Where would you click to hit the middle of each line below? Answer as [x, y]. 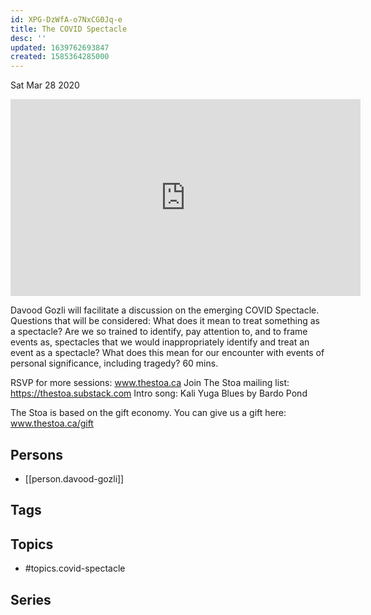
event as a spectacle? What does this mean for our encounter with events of [167, 353]
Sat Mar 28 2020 [45, 85]
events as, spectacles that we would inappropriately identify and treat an [160, 342]
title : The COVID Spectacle [69, 29]
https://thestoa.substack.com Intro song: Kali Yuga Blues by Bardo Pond [159, 393]
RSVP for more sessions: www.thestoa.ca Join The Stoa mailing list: [150, 383]
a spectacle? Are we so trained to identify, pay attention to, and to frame [159, 332]
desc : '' [28, 38]
